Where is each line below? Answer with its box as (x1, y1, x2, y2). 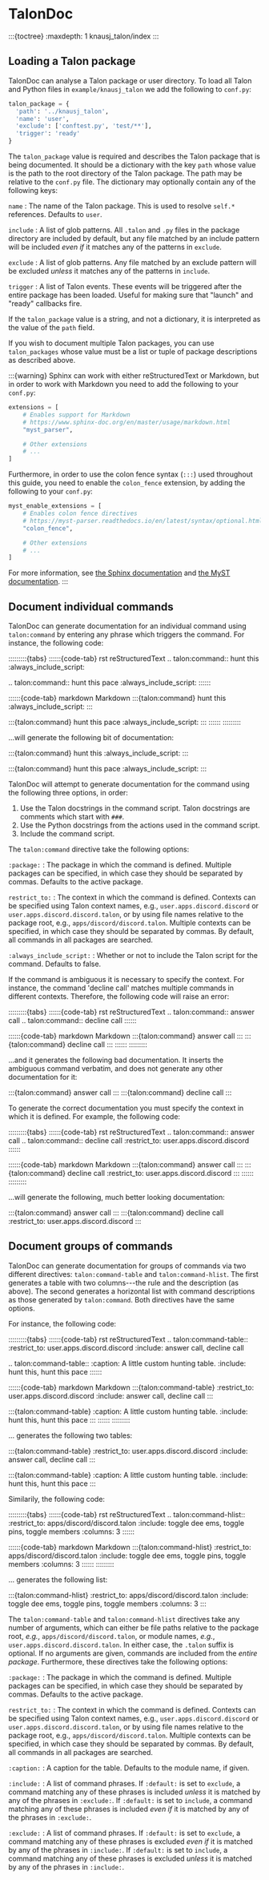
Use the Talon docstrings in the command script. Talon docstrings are (19, 803, 251, 813)
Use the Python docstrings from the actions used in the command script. (19, 820, 260, 830)
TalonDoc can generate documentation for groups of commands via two (8, 1261, 247, 1270)
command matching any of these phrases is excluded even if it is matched (8, 1836, 254, 1846)
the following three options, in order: (8, 788, 128, 798)
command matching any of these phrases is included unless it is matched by (8, 1787, 261, 1797)
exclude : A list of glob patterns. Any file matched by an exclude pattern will (8, 258, 257, 267)
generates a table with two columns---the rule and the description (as (8, 1278, 239, 1287)
